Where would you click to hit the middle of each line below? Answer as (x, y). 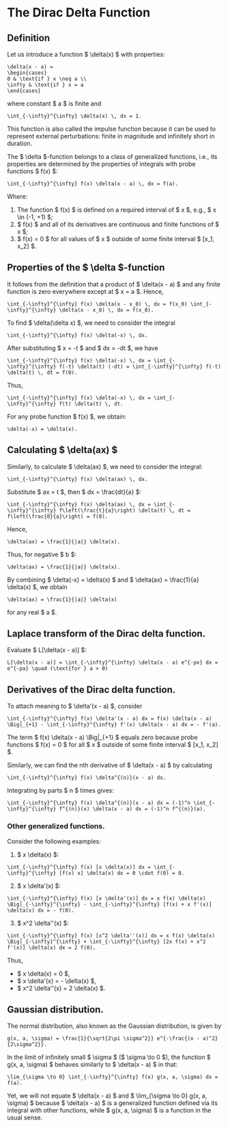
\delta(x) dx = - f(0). (41, 910)
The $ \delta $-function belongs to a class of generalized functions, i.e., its (112, 157)
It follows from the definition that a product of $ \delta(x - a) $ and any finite (114, 284)
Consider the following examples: (54, 841)
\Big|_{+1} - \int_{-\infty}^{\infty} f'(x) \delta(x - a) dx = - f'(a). (114, 725)
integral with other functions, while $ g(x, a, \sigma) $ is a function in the (109, 1111)
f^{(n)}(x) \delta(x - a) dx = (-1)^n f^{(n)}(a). (132, 809)
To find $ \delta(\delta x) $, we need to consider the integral (91, 323)
